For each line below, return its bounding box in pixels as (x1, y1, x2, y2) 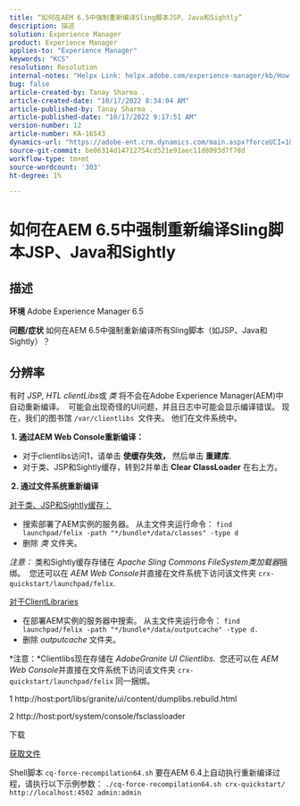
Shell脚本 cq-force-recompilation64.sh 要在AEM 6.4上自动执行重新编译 (9, 768, 273, 778)
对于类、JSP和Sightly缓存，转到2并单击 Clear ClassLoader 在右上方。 (21, 462, 283, 473)
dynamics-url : (9, 138, 62, 147)
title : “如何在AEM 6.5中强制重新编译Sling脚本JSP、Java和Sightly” (9, 13, 243, 22)
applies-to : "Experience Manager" (9, 46, 138, 55)
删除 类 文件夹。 (21, 538, 82, 549)
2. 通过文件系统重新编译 (11, 481, 99, 491)
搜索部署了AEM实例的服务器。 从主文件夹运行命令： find (21, 519, 233, 530)
